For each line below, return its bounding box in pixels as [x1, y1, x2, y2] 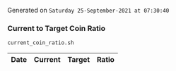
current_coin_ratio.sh [7, 39, 74, 46]
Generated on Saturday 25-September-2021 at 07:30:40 [7, 6, 170, 14]
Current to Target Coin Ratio [7, 23, 106, 33]
